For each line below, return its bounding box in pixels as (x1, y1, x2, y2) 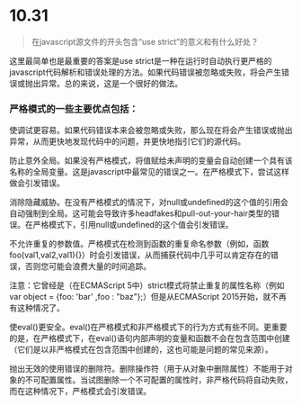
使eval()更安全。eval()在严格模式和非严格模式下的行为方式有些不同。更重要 (9, 321, 288, 333)
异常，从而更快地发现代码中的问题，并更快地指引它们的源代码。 (9, 136, 245, 147)
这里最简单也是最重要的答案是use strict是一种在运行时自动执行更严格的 (9, 55, 272, 66)
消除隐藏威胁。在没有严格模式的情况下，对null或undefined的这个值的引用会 (9, 197, 289, 208)
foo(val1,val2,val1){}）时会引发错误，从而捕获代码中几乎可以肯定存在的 (9, 249, 271, 261)
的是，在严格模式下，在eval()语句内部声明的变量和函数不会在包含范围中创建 (9, 333, 290, 344)
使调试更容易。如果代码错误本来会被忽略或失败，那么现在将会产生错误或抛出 (9, 125, 293, 136)
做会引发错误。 (9, 177, 65, 189)
